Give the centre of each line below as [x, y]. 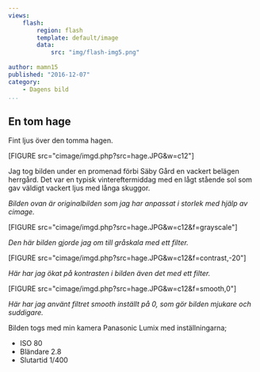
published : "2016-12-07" [49, 75]
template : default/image [78, 38]
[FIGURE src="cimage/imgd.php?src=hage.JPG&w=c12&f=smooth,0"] [122, 289]
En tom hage [40, 121]
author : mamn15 [33, 67]
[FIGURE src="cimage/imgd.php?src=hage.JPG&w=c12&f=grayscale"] [123, 228]
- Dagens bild [46, 89]
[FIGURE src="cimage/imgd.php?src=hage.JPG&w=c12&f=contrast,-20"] [127, 258]
